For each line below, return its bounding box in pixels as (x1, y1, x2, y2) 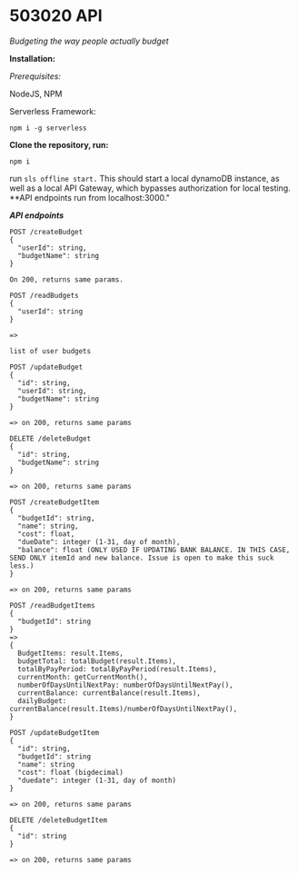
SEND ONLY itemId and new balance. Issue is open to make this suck (9, 553, 274, 562)
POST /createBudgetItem (9, 497, 100, 507)
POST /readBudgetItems (9, 600, 95, 610)
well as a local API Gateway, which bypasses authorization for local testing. (9, 183, 291, 193)
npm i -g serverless (9, 124, 88, 133)
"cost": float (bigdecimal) (17, 768, 124, 777)
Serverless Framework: (9, 105, 97, 116)
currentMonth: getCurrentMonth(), (17, 672, 148, 681)
